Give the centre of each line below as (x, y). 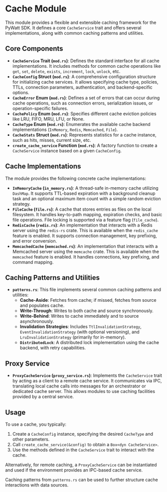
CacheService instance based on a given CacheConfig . (67, 150)
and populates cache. (42, 306)
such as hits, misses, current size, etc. (52, 140)
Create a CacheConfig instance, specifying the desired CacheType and (83, 434)
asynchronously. (37, 321)
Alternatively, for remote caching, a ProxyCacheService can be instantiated (81, 465)
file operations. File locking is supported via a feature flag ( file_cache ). (85, 220)
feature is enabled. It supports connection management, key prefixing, (84, 236)
